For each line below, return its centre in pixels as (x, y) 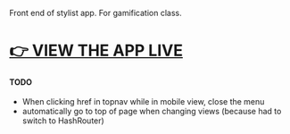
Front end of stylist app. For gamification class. (95, 13)
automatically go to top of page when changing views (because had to (152, 112)
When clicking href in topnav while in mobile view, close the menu (143, 102)
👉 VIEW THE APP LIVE (96, 50)
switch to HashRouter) (63, 121)
